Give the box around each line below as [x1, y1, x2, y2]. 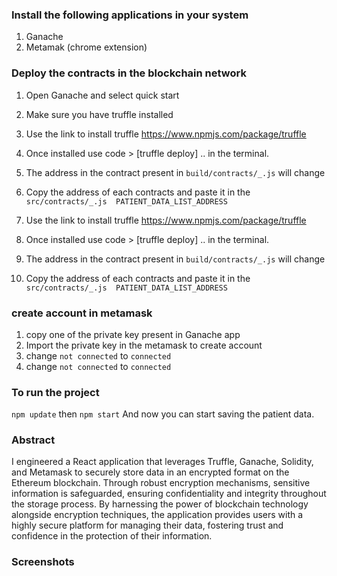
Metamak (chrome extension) [25, 41, 148, 53]
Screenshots [11, 555, 75, 569]
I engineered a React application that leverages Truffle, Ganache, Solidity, [11, 456, 314, 468]
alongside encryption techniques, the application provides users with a [11, 509, 304, 521]
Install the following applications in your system [11, 8, 249, 22]
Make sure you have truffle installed [25, 108, 174, 120]
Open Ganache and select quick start [25, 89, 180, 101]
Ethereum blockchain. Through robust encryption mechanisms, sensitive [11, 477, 311, 489]
